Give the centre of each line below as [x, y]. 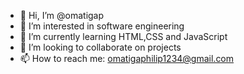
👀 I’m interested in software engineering [102, 26]
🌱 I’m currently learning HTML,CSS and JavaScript [123, 36]
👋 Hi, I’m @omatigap [62, 15]
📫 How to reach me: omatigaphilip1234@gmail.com [127, 58]
